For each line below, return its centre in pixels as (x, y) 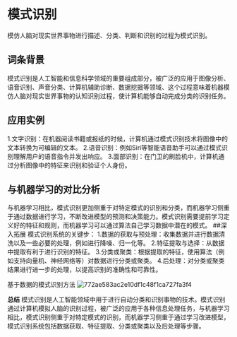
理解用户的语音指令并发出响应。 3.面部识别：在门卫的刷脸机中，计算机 (116, 156)
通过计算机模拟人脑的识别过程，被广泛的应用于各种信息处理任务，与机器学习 (119, 309)
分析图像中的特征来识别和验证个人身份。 (72, 165)
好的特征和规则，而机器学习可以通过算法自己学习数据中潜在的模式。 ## (117, 225)
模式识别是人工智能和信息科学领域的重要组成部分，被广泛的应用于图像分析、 (119, 78)
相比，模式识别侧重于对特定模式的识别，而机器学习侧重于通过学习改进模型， (119, 317)
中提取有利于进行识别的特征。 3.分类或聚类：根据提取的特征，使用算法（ (113, 252)
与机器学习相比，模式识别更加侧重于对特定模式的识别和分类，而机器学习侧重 (119, 208)
